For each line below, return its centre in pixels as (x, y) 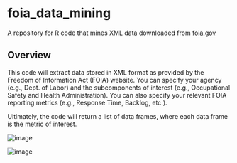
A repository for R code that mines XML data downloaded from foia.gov (112, 33)
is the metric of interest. (42, 124)
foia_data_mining (59, 13)
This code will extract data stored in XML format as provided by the (106, 72)
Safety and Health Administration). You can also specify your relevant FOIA (117, 95)
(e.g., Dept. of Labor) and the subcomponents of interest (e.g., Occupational (119, 88)
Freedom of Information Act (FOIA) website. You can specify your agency (115, 80)
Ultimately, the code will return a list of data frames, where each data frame (118, 116)
